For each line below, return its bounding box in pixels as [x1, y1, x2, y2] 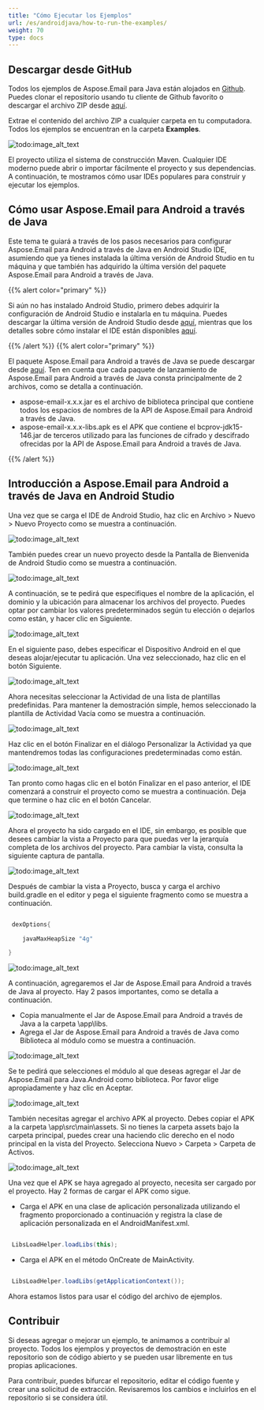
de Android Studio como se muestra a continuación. [8, 558, 177, 567]
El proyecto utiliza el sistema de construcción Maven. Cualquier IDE [8, 155, 227, 164]
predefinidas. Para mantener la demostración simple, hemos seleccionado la [8, 700, 257, 710]
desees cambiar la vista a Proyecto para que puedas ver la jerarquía [8, 834, 229, 843]
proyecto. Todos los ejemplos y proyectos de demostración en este [8, 1344, 227, 1353]
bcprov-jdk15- [196, 422, 243, 432]
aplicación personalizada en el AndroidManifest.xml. [19, 1219, 190, 1228]
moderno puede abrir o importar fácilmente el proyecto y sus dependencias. [8, 164, 256, 173]
